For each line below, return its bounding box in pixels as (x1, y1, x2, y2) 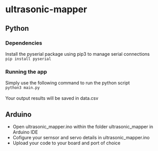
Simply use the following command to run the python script (5, 80, 130, 86)
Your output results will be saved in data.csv (5, 95, 99, 101)
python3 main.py (5, 85, 40, 91)
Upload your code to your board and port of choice (12, 140, 121, 146)
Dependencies (5, 39, 42, 47)
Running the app (5, 68, 48, 75)
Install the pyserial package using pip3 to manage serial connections (5, 51, 150, 57)
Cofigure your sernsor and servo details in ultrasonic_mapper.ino (12, 134, 150, 140)
